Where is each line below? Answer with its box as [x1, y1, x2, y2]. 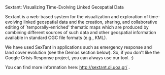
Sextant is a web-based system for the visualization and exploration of [5, 14, 148, 19]
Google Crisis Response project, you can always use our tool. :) [5, 55, 134, 61]
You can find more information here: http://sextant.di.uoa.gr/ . [5, 64, 130, 70]
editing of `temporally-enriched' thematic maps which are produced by [5, 24, 149, 30]
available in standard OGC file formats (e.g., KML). [5, 35, 107, 40]
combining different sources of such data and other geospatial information [5, 30, 157, 35]
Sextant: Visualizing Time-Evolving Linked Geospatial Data [5, 4, 124, 10]
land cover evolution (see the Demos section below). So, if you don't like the [5, 49, 160, 55]
